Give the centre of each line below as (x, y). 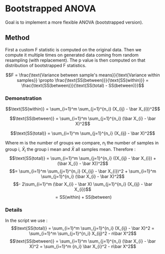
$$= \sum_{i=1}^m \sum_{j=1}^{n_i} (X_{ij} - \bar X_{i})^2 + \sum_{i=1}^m (83, 171)
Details (14, 210)
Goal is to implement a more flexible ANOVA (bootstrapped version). (74, 22)
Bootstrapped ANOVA (50, 9)
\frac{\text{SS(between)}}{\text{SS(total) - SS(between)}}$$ (83, 85)
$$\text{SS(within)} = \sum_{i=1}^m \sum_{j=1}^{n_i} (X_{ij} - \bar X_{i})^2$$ (83, 109)
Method (17, 38)
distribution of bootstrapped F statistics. (46, 65)
